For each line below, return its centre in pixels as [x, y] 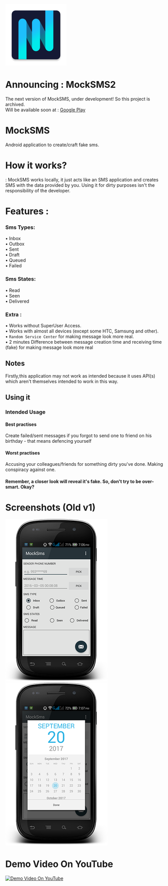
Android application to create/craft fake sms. [52, 145]
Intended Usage [26, 412]
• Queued [16, 260]
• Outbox [15, 244]
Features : [27, 211]
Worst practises [23, 452]
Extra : [14, 314]
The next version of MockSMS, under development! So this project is [78, 99]
